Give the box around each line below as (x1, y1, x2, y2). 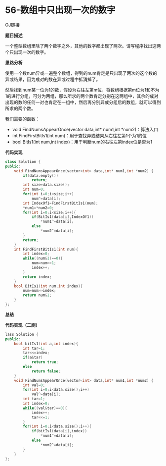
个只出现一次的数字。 (5, 49, 48, 55)
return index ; (23, 274, 52, 279)
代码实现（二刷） (5, 322, 40, 328)
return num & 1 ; (23, 293, 52, 298)
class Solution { (5, 159, 41, 164)
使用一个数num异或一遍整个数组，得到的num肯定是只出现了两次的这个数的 (5, 70, 157, 76)
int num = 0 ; (23, 187, 45, 192)
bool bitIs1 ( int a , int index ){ (14, 341, 79, 346)
